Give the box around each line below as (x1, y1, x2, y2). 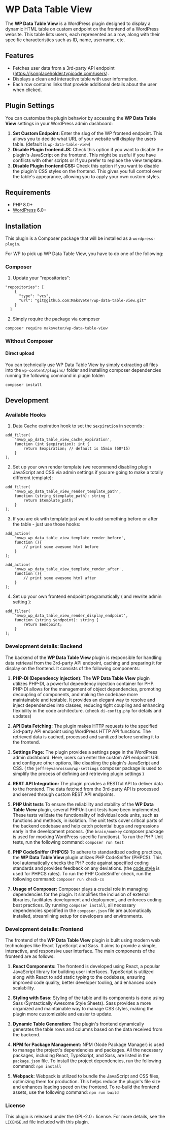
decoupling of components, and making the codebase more (12, 691, 138, 697)
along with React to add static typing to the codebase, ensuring (12, 974, 146, 980)
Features (5, 51, 34, 60)
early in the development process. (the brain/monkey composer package (12, 828, 164, 834)
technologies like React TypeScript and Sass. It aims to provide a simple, (5, 942, 157, 948)
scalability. (12, 984, 36, 991)
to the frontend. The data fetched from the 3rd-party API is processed (12, 786, 159, 792)
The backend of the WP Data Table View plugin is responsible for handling (5, 654, 162, 660)
